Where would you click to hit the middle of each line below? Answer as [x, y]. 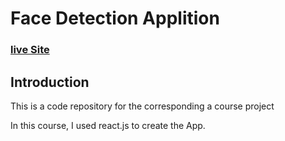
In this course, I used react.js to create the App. [108, 125]
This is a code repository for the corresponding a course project [142, 106]
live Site [30, 50]
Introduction [50, 82]
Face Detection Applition [115, 18]
